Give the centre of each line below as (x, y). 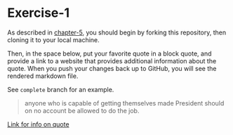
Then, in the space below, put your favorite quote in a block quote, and (109, 53)
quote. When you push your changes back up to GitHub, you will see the (112, 68)
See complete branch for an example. (61, 89)
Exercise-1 (39, 13)
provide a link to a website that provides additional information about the (112, 60)
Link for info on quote (38, 124)
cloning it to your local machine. (53, 39)
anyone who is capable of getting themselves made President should (124, 103)
